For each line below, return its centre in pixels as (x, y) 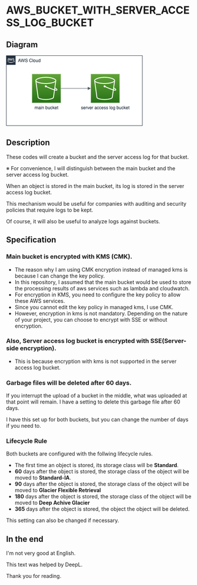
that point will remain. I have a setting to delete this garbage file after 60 (93, 402)
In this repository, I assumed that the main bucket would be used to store (103, 282)
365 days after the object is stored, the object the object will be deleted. (102, 509)
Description (28, 143)
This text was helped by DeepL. (44, 565)
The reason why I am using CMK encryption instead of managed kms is (101, 269)
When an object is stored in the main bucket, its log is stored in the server (95, 186)
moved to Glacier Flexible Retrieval (58, 490)
